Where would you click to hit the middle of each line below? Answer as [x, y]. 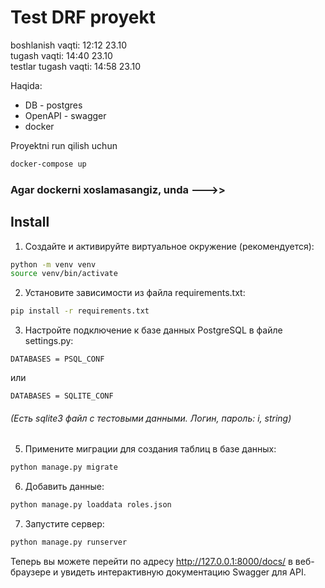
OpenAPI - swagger [65, 115]
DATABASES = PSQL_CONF [57, 359]
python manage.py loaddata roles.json [91, 505]
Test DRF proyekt [83, 17]
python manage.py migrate [64, 467]
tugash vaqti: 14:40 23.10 [61, 55]
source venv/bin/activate [64, 274]
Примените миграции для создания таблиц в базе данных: [150, 449]
